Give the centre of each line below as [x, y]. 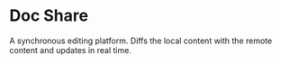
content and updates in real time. [71, 50]
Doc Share [49, 16]
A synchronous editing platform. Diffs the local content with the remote [141, 41]
